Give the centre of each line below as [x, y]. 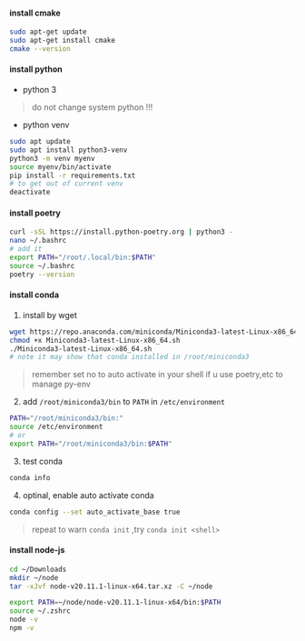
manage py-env [61, 384]
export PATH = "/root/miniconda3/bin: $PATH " [91, 444]
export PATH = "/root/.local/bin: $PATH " [83, 257]
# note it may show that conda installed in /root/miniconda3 [129, 357]
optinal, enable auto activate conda [88, 495]
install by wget [49, 315]
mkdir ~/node [34, 577]
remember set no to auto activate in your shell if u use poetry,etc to [157, 375]
